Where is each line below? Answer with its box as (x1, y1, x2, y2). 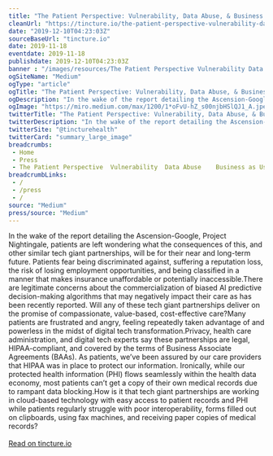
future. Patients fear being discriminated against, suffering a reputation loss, (8, 257, 263, 267)
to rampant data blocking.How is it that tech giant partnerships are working (8, 387, 260, 397)
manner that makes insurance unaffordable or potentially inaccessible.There (8, 274, 263, 284)
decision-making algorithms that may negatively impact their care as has (8, 292, 252, 301)
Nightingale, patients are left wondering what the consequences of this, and (8, 239, 262, 249)
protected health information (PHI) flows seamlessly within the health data (8, 370, 257, 379)
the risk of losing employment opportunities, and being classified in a (8, 265, 240, 275)
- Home (11, 148, 35, 156)
